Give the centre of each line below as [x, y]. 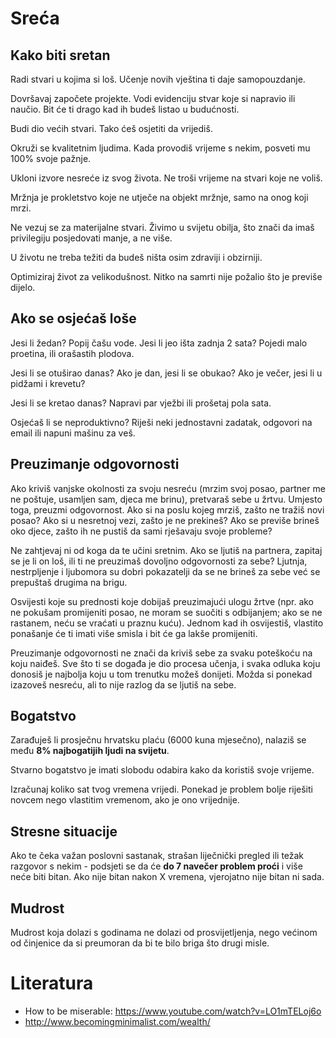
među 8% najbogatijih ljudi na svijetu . [90, 751]
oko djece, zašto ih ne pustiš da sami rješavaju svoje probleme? [141, 531]
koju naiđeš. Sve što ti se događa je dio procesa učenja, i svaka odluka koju [165, 663]
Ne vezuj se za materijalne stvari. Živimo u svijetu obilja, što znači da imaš [162, 227]
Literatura [52, 983]
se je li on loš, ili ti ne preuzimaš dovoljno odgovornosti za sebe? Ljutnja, [159, 561]
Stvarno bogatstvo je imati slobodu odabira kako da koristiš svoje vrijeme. [162, 770]
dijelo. [23, 287]
